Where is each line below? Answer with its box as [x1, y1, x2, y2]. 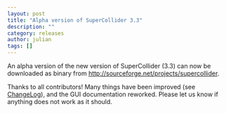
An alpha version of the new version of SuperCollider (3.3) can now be [7, 62, 211, 70]
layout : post [7, 10, 46, 17]
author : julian [7, 36, 52, 43]
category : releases [7, 29, 65, 37]
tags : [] [7, 43, 33, 50]
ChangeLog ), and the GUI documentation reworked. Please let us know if [7, 90, 219, 98]
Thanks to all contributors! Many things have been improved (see [7, 83, 196, 91]
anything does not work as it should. [7, 98, 112, 105]
